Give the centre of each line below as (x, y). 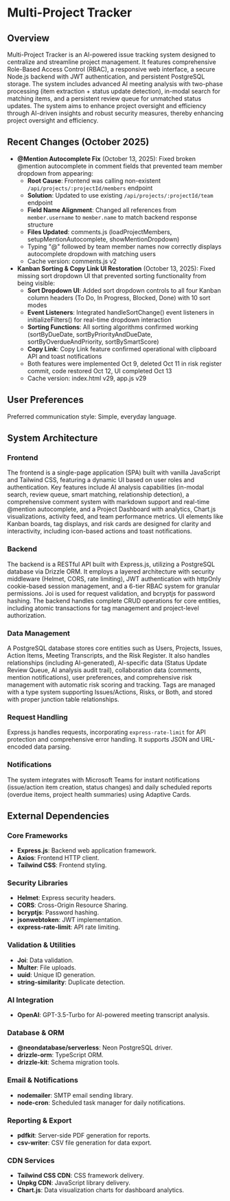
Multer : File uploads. (47, 967)
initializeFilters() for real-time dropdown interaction (99, 320)
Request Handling (38, 717)
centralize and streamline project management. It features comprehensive (112, 62)
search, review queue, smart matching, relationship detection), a (98, 494)
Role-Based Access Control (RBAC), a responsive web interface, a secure (111, 69)
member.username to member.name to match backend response (112, 217)
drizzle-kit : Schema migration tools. (68, 1063)
